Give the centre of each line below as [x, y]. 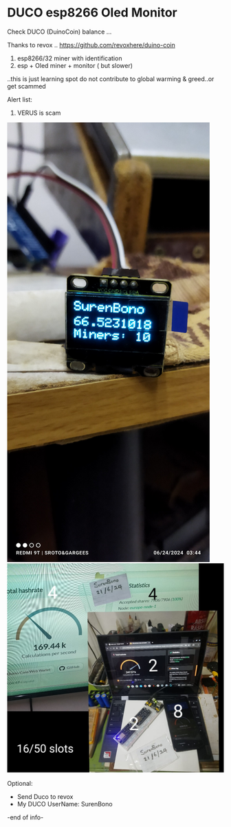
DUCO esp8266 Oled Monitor [92, 13]
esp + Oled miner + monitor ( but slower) [75, 65]
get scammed [26, 86]
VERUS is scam [39, 113]
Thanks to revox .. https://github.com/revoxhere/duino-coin [91, 45]
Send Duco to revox [45, 797]
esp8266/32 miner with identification [69, 58]
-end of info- [25, 817]
